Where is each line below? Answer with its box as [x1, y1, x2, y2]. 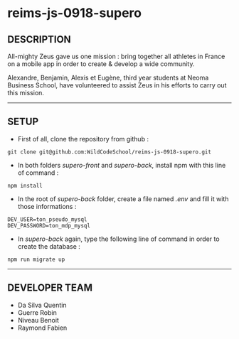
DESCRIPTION [7, 33, 71, 45]
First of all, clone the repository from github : [17, 134, 149, 143]
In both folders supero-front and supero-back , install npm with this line [17, 161, 226, 169]
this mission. [7, 89, 45, 97]
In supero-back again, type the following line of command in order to [17, 235, 220, 243]
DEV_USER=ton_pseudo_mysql [7, 215, 87, 223]
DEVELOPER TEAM [7, 282, 92, 294]
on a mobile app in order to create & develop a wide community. [7, 60, 195, 68]
